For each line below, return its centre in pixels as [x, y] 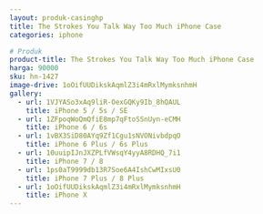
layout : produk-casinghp [56, 18]
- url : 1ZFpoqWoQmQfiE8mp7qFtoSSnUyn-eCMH [99, 119]
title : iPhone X [57, 195]
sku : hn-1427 [34, 77]
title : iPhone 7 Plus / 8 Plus [85, 178]
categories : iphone [46, 35]
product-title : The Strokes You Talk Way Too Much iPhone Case [132, 60]
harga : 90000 [34, 68]
